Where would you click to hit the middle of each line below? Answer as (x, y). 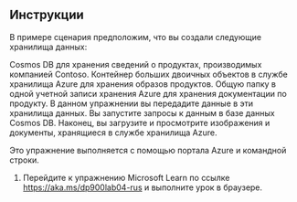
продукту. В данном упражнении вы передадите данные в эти (132, 103)
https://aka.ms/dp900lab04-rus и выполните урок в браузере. (143, 187)
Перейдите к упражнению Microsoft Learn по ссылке (126, 177)
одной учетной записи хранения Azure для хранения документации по (148, 93)
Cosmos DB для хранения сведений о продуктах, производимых (136, 64)
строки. (24, 160)
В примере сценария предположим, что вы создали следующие (136, 37)
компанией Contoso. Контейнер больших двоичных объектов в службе (148, 74)
